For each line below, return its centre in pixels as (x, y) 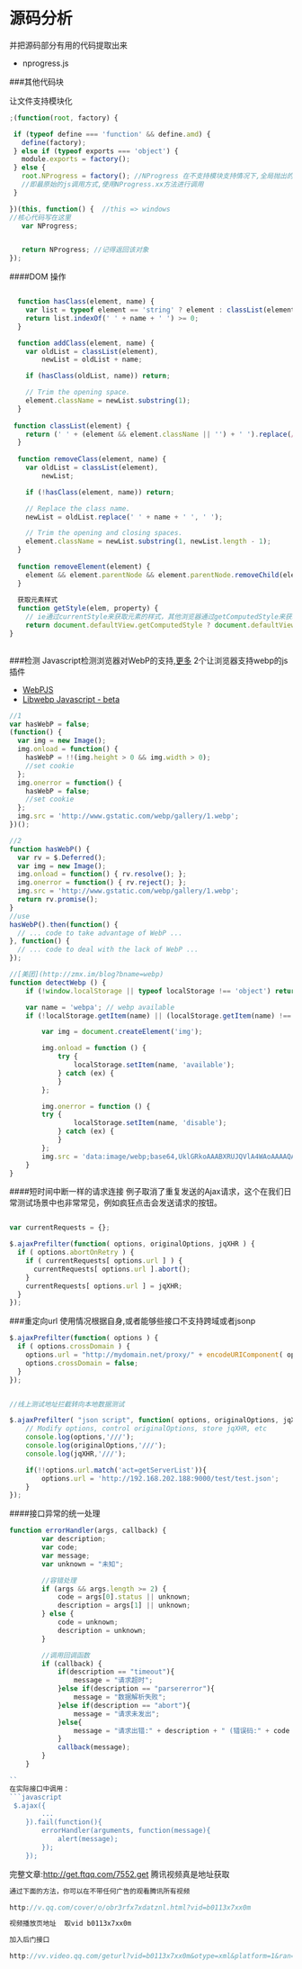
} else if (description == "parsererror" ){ (136, 1689)
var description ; (74, 1539)
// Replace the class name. (78, 508)
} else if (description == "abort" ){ (124, 1705)
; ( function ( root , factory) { (64, 118)
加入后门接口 (30, 1940)
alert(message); (88, 1839)
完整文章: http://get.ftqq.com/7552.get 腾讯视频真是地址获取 (120, 1874)
